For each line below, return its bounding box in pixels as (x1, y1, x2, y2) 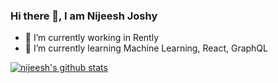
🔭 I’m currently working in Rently (24, 32, 160, 44)
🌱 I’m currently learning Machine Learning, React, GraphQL (24, 42, 268, 54)
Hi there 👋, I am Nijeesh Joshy (10, 9, 158, 23)
